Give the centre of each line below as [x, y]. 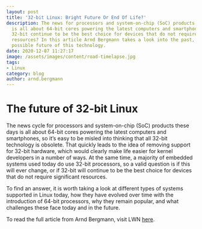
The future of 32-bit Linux [72, 109]
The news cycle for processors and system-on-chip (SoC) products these [98, 126]
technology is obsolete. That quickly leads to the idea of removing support [98, 145]
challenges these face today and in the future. [63, 208]
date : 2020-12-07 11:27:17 [40, 51]
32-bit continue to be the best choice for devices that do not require [105, 34]
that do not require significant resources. [57, 177]
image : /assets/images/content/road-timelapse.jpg [71, 57]
